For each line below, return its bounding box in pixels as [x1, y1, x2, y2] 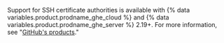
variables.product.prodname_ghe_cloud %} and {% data [7, 13, 169, 21]
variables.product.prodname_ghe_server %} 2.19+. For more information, [7, 21, 218, 28]
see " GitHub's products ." [7, 28, 79, 36]
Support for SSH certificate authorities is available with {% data [7, 6, 190, 14]
